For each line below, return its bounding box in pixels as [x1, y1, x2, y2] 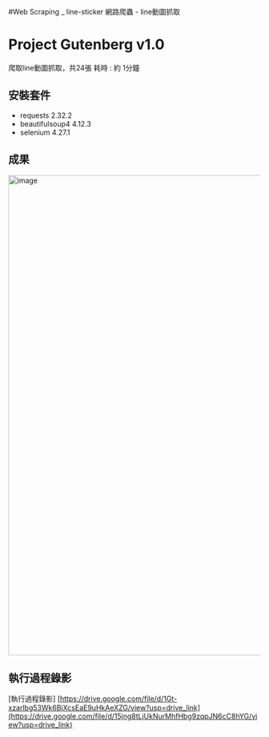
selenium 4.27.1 [19, 127, 70, 137]
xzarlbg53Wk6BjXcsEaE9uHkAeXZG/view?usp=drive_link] [8, 703, 201, 713]
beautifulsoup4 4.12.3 [19, 119, 92, 128]
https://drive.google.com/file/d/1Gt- [59, 694, 178, 703]
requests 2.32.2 [19, 111, 73, 120]
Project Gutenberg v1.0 [8, 35, 165, 54]
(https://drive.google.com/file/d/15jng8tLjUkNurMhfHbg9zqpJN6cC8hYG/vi [8, 711, 258, 721]
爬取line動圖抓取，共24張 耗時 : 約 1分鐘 [8, 62, 140, 72]
